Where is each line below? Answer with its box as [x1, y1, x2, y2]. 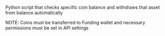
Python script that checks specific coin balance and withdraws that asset [5, 5, 160, 10]
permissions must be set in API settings [5, 25, 89, 31]
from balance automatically [5, 10, 63, 16]
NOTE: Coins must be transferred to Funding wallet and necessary [5, 20, 146, 25]
